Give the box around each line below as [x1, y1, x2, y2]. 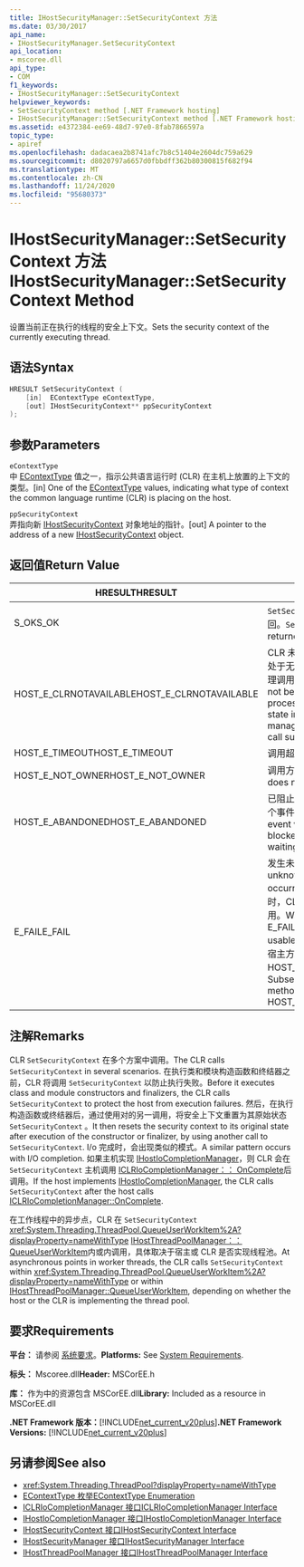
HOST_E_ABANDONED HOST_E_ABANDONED [14, 815, 207, 828]
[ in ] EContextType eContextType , [25, 393, 156, 402]
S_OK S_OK [14, 616, 60, 629]
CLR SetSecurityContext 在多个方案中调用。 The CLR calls [9, 1054, 225, 1065]
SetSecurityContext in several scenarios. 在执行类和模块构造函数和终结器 [9, 1065, 283, 1076]
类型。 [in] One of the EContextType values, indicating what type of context [9, 482, 290, 494]
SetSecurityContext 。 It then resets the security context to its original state [9, 1120, 290, 1131]
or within [130, 1275, 164, 1286]
